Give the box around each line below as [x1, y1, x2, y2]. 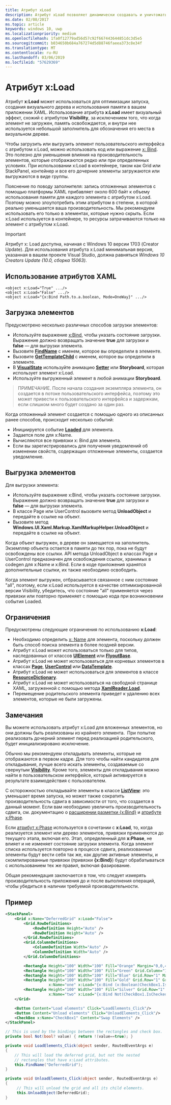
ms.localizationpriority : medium [5, 31, 76, 36]
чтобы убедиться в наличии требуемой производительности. [5, 883, 139, 889]
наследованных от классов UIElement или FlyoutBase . [12, 652, 132, 659]
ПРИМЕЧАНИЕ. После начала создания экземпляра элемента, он [17, 385, 162, 391]
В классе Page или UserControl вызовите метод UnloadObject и [12, 508, 152, 514]
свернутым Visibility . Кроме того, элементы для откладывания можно [5, 767, 159, 773]
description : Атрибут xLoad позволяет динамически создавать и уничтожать [5, 12, 167, 17]
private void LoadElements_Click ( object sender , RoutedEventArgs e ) [5, 1043, 154, 1048]
